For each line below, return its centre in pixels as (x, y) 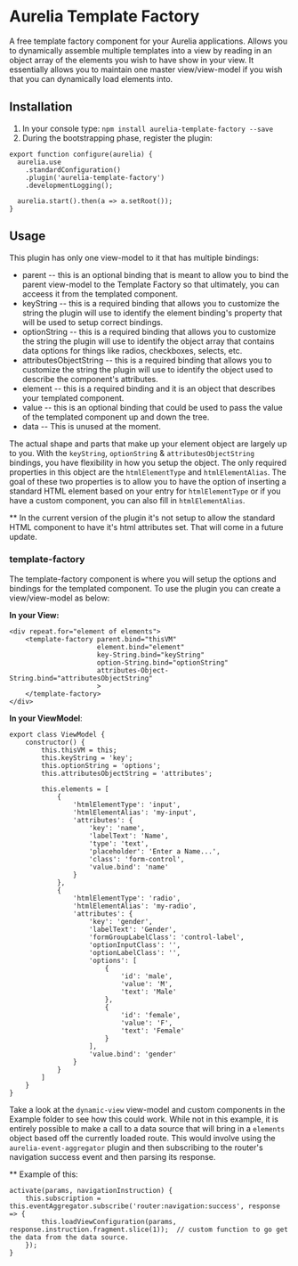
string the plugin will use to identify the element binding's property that (152, 313)
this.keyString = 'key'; (87, 758)
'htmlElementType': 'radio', (126, 898)
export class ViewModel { (57, 734)
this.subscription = (63, 1198)
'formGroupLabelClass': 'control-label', (166, 937)
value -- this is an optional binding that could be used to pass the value (152, 407)
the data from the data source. (69, 1237)
